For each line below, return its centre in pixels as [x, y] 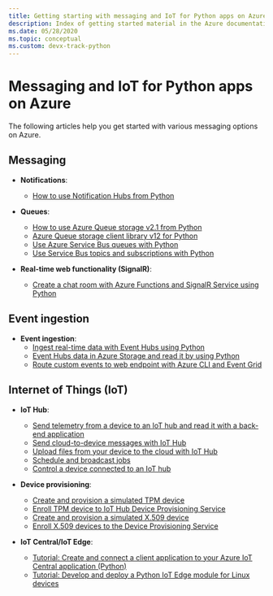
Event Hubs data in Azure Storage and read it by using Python [136, 355]
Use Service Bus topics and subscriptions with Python [123, 253]
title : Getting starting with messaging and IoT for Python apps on [127, 16]
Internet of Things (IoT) [68, 390]
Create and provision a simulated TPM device [108, 500]
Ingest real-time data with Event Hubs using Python [119, 347]
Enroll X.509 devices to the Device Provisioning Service [125, 526]
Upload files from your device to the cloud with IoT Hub [125, 451]
